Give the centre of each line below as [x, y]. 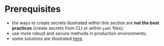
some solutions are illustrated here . [47, 39]
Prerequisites [33, 9]
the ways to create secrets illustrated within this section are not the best [85, 23]
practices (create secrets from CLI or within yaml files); [68, 28]
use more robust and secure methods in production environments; [79, 33]
